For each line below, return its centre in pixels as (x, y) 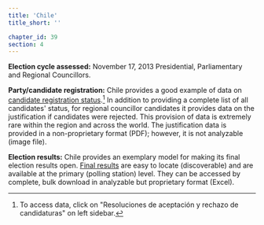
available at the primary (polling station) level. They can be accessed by (125, 173)
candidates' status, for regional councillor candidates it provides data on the (132, 108)
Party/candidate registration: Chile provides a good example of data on (125, 90)
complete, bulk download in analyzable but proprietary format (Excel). (121, 182)
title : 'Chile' (33, 15)
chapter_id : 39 (33, 37)
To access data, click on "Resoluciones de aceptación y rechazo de (129, 205)
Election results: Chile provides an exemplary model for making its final (124, 157)
